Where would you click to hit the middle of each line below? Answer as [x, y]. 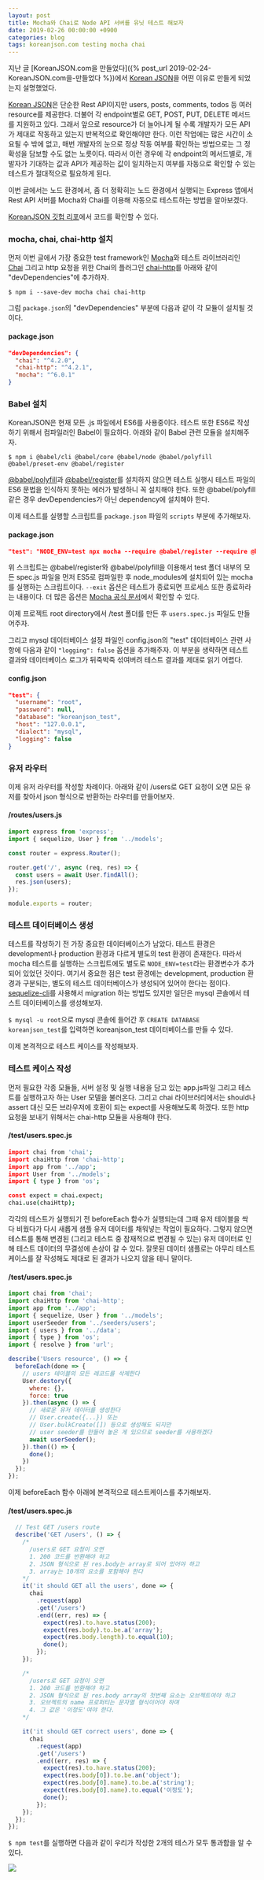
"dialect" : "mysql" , [49, 732]
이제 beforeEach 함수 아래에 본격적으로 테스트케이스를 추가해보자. [110, 1493]
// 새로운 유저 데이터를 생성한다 [75, 1411]
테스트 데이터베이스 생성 [51, 925]
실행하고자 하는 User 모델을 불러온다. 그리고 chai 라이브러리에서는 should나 [139, 1097]
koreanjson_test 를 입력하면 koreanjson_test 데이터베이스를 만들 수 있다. [121, 1029]
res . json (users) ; [44, 882]
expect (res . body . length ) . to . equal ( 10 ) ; [108, 1637]
